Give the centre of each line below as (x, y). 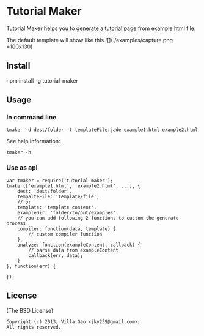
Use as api (22, 168)
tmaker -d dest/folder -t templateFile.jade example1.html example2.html (102, 130)
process (16, 223)
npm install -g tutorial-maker (42, 80)
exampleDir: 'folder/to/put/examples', (68, 212)
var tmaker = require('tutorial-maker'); (60, 181)
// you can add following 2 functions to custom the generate (98, 218)
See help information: (33, 141)
